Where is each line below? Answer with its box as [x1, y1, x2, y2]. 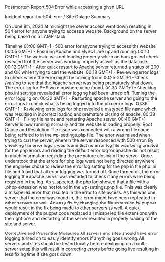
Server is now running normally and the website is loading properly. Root [5, 121, 152, 127]
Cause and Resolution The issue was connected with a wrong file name [5, 127, 150, 132]
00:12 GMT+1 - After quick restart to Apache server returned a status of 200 [5, 64, 159, 70]
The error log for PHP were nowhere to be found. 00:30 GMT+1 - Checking [5, 85, 157, 90]
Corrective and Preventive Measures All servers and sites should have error [5, 231, 158, 236]
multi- [136, 241, 148, 246]
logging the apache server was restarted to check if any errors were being [5, 174, 156, 179]
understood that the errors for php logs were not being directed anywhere [5, 158, 155, 164]
